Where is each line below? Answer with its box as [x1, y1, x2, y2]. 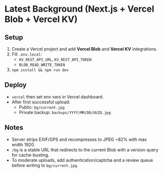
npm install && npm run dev [11, 68, 69, 73]
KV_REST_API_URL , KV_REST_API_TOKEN [19, 57, 92, 62]
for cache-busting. [11, 152, 50, 158]
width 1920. [11, 141, 35, 147]
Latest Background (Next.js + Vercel [4, 3, 155, 15]
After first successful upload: [11, 99, 70, 105]
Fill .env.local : [11, 51, 42, 57]
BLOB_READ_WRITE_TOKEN [19, 62, 65, 67]
